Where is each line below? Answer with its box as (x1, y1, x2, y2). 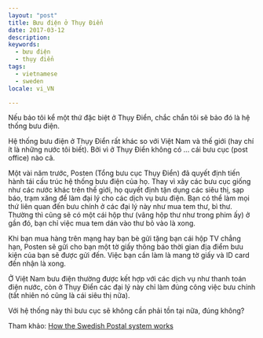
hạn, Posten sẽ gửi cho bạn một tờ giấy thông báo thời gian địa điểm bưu (8, 242, 243, 252)
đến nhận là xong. (8, 259, 67, 268)
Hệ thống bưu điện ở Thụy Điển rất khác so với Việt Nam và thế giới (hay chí (8, 137, 254, 146)
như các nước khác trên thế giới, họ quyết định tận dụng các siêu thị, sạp (8, 186, 245, 195)
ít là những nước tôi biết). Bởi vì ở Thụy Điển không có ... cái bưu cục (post (8, 145, 249, 154)
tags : (8, 63, 26, 71)
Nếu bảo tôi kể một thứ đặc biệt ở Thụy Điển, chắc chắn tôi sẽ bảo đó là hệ (8, 113, 250, 123)
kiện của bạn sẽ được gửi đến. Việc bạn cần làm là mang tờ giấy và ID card (8, 251, 250, 260)
